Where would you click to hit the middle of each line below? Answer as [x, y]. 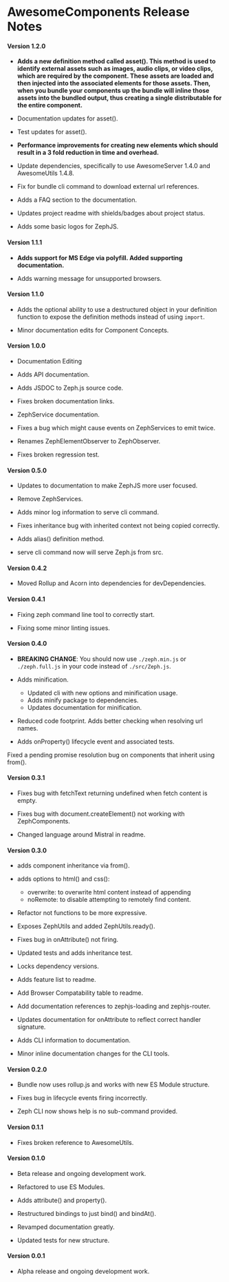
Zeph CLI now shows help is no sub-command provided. [97, 1111]
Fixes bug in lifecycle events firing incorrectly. [82, 1098]
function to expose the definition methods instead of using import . [111, 317]
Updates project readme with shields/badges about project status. [111, 213]
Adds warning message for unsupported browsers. [89, 278]
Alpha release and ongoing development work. [83, 1272]
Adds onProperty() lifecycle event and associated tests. [96, 742]
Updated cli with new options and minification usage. [102, 693]
